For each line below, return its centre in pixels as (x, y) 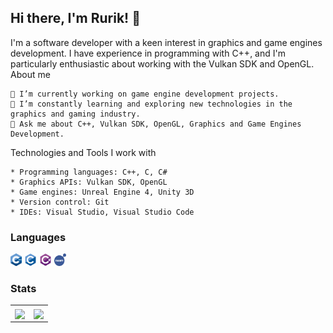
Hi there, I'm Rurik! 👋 (75, 18)
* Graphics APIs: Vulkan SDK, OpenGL (89, 182)
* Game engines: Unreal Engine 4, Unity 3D (102, 192)
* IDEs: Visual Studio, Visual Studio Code (102, 212)
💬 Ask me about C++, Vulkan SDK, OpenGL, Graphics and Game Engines (156, 124)
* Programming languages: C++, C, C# (89, 172)
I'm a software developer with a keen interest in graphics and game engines (166, 42)
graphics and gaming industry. (75, 114)
